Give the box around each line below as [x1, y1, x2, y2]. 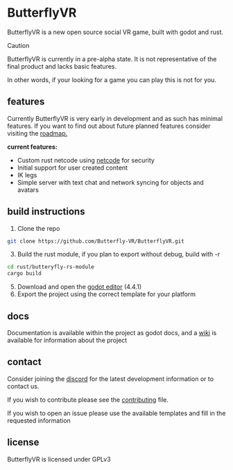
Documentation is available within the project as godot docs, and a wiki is [7, 329, 217, 337]
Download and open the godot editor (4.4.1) [17, 283, 142, 291]
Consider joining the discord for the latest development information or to [7, 374, 214, 383]
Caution [7, 41, 30, 49]
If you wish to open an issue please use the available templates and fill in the [7, 409, 226, 417]
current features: [7, 143, 58, 151]
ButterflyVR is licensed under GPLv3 [7, 455, 111, 463]
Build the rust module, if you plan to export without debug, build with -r [17, 250, 221, 259]
